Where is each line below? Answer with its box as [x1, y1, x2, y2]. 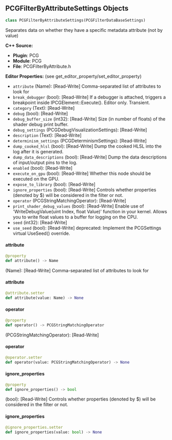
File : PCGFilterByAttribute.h [12, 63, 71, 69]
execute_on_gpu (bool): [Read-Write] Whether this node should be [12, 170, 151, 176]
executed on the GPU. [12, 175, 60, 182]
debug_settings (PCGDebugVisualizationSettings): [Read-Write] [12, 127, 147, 133]
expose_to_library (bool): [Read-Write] [12, 181, 96, 187]
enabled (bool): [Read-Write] [12, 165, 73, 171]
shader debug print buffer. [12, 121, 69, 127]
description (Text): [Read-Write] [12, 132, 82, 138]
